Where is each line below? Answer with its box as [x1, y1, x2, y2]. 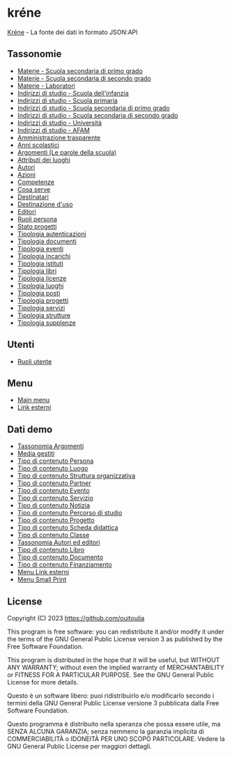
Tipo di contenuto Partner [17, 479, 92, 487]
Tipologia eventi [17, 244, 64, 252]
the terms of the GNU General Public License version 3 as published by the [7, 635, 223, 643]
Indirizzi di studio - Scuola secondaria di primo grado [17, 103, 170, 112]
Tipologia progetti [17, 296, 69, 305]
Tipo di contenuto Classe [17, 531, 90, 540]
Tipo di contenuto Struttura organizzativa [17, 472, 136, 480]
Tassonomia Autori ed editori [17, 538, 100, 546]
